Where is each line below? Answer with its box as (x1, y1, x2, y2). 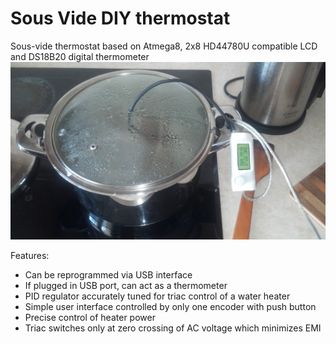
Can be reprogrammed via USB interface (24, 268, 193, 281)
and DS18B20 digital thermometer (10, 50, 150, 62)
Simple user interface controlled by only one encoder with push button (24, 300, 317, 312)
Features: (10, 249, 50, 261)
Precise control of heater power (24, 311, 156, 323)
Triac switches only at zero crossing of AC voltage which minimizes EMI (24, 322, 322, 334)
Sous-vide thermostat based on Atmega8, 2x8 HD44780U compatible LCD (10, 40, 318, 52)
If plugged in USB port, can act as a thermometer (24, 279, 228, 291)
